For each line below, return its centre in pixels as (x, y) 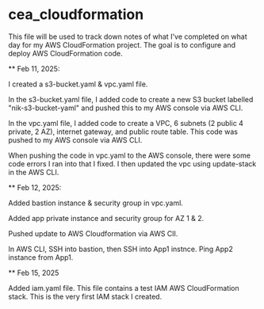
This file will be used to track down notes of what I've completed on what (128, 36)
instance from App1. (41, 257)
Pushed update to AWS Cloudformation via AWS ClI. (93, 233)
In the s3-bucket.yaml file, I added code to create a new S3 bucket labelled (131, 99)
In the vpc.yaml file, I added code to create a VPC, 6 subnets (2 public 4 (126, 123)
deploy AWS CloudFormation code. (65, 53)
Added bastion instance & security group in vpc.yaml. (96, 203)
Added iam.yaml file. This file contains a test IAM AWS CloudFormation (124, 288)
